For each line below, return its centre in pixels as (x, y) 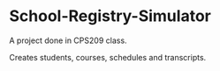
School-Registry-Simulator (110, 16)
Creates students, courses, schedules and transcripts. (108, 57)
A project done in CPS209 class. (68, 40)
